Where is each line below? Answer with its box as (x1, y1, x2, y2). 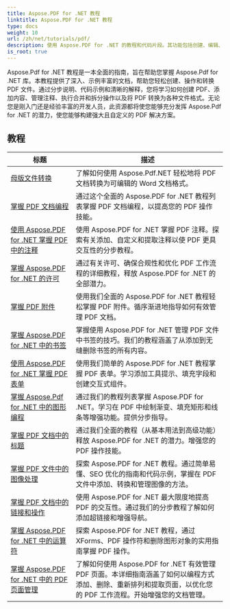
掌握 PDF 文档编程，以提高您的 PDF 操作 (82, 202, 214, 211)
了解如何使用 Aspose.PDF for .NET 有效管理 (75, 559, 216, 569)
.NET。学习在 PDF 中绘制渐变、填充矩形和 (75, 402, 212, 411)
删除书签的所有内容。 (82, 346, 152, 355)
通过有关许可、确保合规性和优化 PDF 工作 (75, 258, 210, 267)
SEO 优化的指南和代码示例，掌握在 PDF (89, 469, 217, 479)
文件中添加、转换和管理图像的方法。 (75, 479, 193, 489)
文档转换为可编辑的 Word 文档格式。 (75, 178, 193, 188)
